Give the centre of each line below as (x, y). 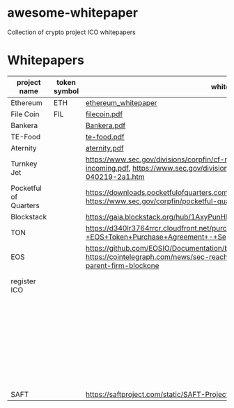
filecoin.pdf (104, 114)
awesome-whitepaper (72, 13)
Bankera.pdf (106, 125)
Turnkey (24, 164)
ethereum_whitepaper (122, 102)
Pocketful (26, 188)
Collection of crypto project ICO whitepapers (71, 32)
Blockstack (29, 217)
